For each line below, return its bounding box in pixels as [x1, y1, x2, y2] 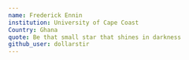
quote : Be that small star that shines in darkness [8, 33, 181, 41]
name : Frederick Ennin [8, 11, 83, 19]
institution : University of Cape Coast [8, 19, 139, 26]
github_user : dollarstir [8, 41, 90, 48]
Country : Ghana [8, 26, 58, 34]
